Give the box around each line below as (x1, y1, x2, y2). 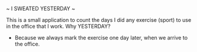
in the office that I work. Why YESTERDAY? (6, 23, 111, 30)
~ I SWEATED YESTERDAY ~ (6, 5, 76, 12)
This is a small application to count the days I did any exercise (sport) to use (6, 17, 192, 23)
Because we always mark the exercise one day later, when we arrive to (14, 34, 188, 41)
